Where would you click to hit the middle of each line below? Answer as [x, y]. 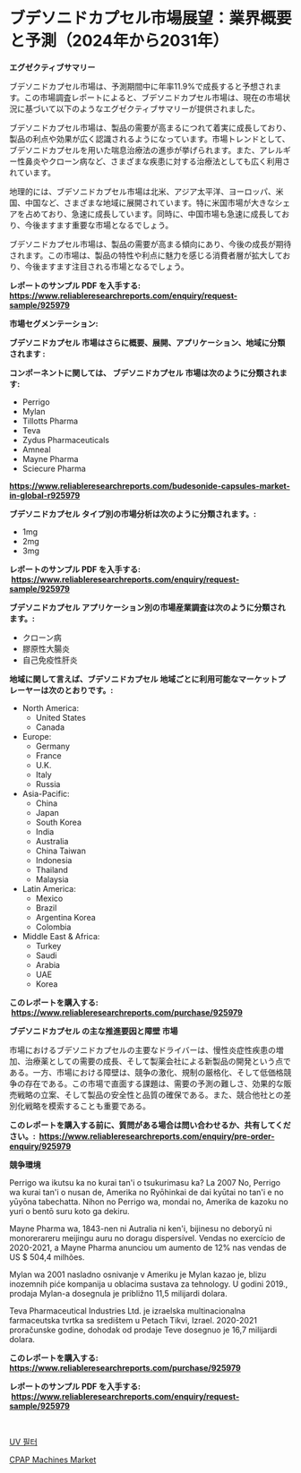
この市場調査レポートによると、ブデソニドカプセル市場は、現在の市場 [153, 97]
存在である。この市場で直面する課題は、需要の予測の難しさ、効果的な [154, 1083]
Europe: [37, 736]
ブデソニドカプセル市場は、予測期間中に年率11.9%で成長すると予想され [142, 86]
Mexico [49, 898]
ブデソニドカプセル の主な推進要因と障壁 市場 [94, 1031]
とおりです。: [89, 689]
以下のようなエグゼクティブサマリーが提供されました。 [158, 108]
